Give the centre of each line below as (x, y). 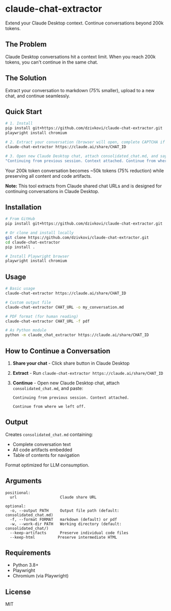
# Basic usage (20, 289)
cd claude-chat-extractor (33, 242)
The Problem (26, 45)
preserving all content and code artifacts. (49, 176)
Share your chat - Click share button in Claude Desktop (71, 363)
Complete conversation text (42, 444)
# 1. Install (19, 123)
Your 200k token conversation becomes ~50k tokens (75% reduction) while (85, 171)
